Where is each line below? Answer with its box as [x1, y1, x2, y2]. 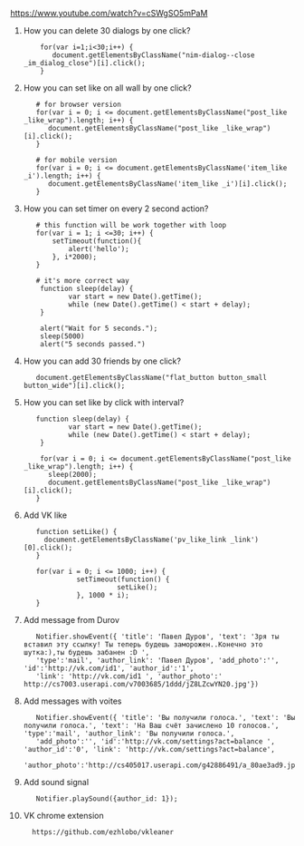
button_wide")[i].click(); [23, 381, 126, 390]
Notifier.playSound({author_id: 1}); [35, 794, 178, 803]
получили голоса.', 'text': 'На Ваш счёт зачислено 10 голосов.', [23, 721, 280, 730]
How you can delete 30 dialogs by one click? [23, 25, 191, 35]
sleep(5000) [40, 332, 85, 341]
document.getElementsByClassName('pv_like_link [43, 535, 227, 544]
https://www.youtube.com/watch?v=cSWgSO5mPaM [10, 8, 208, 18]
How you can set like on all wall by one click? [23, 83, 193, 93]
